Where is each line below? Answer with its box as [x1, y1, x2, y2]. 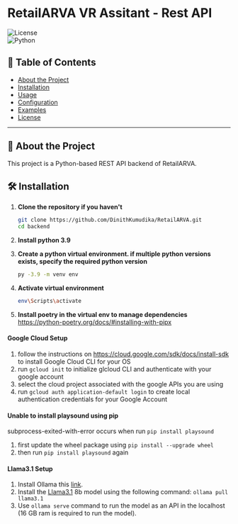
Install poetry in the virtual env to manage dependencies [17, 310, 188, 318]
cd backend [17, 223, 50, 230]
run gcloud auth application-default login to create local [17, 388, 191, 396]
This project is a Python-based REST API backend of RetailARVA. [7, 159, 197, 167]
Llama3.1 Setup [7, 464, 53, 473]
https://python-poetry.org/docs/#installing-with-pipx [17, 318, 172, 326]
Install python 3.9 [17, 236, 71, 245]
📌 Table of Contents [7, 57, 96, 69]
